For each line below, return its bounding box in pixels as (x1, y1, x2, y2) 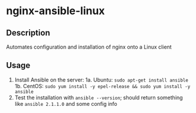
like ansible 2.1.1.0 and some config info (14, 100, 117, 107)
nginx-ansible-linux (6, 4, 105, 18)
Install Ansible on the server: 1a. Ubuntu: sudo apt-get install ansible (14, 76, 189, 83)
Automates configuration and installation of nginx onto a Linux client (6, 43, 172, 50)
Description (6, 28, 50, 38)
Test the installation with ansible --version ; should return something (14, 93, 183, 101)
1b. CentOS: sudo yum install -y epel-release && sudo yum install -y (14, 82, 191, 89)
